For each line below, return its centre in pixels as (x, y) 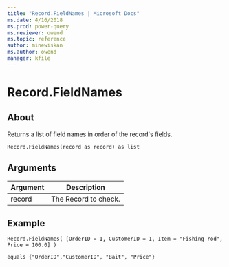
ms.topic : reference (37, 39)
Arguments (32, 168)
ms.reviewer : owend (35, 33)
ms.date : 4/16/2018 (35, 20)
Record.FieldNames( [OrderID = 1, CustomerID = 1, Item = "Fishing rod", (115, 239)
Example (26, 223)
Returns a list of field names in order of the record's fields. (90, 134)
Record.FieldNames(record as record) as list (73, 147)
